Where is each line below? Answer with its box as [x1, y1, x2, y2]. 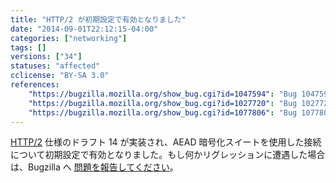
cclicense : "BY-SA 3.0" [10, 71, 110, 81]
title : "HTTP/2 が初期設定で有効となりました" [10, 14, 187, 25]
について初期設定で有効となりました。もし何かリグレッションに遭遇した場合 [10, 149, 326, 161]
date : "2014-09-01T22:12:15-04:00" [10, 24, 159, 34]
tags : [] [10, 42, 47, 53]
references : [10, 80, 60, 90]
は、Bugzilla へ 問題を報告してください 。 [10, 161, 179, 173]
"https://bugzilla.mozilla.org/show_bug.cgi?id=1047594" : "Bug [28, 89, 298, 99]
